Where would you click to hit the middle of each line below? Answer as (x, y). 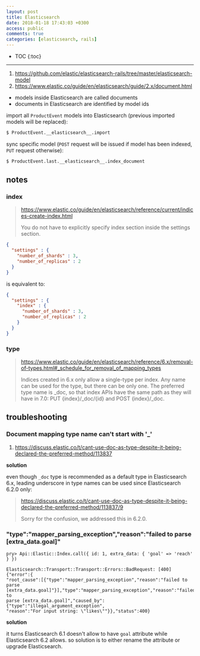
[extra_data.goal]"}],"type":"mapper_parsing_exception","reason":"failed (101, 590)
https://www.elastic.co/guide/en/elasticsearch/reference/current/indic (107, 210)
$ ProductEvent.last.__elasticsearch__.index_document (76, 161)
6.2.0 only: (19, 489)
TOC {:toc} (28, 56)
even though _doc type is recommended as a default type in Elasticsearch (96, 476)
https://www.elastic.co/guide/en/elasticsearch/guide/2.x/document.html (103, 86)
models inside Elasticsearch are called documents (76, 98)
